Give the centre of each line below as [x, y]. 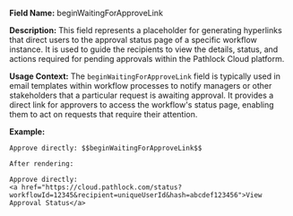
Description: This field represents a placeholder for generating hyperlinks [146, 30]
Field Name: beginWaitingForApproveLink [86, 13]
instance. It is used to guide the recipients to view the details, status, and [144, 49]
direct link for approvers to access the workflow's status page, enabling [142, 105]
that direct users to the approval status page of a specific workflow [133, 40]
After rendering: [42, 164]
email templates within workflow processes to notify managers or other [141, 86]
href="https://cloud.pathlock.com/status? [101, 187]
